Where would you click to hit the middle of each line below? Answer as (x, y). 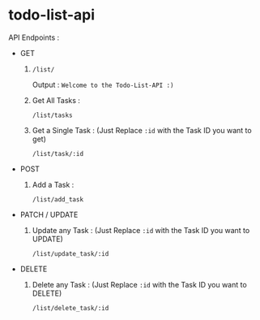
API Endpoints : (34, 37)
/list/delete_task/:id (70, 308)
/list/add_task (58, 199)
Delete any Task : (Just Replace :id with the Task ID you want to (139, 284)
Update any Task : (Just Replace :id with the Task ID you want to (141, 230)
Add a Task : (53, 184)
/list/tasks (52, 115)
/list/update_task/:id (70, 253)
